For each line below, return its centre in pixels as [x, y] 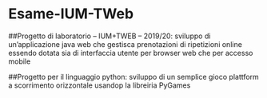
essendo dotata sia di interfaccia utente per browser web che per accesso [131, 53]
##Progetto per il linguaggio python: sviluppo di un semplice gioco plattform [134, 76]
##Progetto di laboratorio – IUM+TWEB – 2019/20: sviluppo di [110, 36]
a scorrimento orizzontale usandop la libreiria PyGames [100, 85]
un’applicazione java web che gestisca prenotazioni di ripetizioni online [125, 44]
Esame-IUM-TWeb [71, 14]
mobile [20, 61]
